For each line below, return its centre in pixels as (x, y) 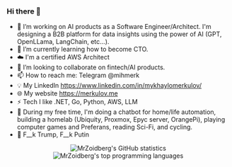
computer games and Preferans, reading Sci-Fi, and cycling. (104, 127)
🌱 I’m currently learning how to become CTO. (82, 50)
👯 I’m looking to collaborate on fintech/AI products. (91, 67)
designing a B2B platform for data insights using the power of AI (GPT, (119, 34)
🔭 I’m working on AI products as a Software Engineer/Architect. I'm (114, 27)
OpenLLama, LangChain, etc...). (63, 42)
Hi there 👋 (24, 11)
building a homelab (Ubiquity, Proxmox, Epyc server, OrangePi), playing (121, 120)
